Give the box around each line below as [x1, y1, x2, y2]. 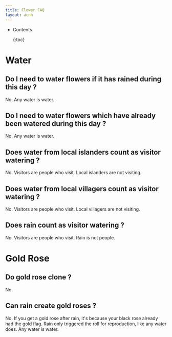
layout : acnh [5, 12, 33, 17]
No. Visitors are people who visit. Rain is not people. [5, 234, 115, 240]
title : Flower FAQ [5, 7, 45, 13]
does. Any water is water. [5, 326, 59, 332]
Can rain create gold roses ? [5, 302, 96, 310]
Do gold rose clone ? [5, 273, 72, 282]
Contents [12, 26, 32, 32]
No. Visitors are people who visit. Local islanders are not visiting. [5, 170, 142, 176]
